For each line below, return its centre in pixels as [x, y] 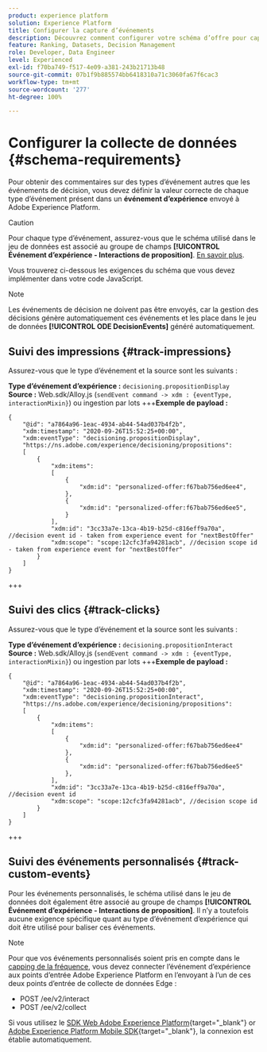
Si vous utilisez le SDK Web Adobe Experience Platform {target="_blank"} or [132, 1023]
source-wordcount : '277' [49, 89]
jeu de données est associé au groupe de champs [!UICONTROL [114, 246]
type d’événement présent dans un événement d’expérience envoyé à [124, 199]
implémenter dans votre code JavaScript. [76, 279]
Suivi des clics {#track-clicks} [84, 610]
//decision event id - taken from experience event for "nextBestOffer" [131, 536]
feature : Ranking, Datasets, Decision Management [92, 45]
